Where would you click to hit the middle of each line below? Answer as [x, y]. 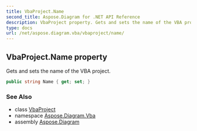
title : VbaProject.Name [35, 11]
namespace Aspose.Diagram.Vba [55, 116]
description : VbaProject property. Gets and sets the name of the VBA [94, 22]
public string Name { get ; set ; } [48, 82]
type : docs [19, 28]
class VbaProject [35, 109]
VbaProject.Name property [57, 57]
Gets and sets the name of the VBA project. [58, 71]
